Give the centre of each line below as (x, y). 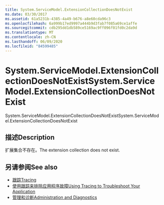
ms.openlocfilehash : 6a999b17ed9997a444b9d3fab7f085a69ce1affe (71, 23)
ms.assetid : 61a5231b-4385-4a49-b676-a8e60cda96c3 (58, 19)
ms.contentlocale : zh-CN (30, 37)
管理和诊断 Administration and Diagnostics (55, 198)
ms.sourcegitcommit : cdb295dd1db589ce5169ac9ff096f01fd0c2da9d (71, 28)
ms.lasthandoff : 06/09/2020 (34, 42)
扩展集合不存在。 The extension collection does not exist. (63, 150)
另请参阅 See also (31, 167)
